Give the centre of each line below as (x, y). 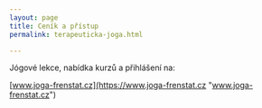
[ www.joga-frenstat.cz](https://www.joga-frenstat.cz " (111, 85)
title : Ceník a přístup (54, 26)
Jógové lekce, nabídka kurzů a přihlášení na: (93, 67)
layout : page (34, 18)
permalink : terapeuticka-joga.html (76, 34)
